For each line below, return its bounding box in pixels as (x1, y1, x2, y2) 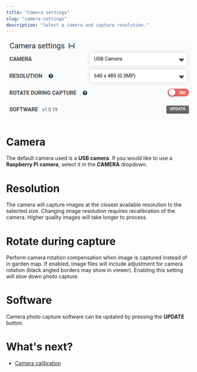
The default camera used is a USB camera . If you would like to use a (6, 154, 173, 162)
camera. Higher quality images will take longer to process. (6, 214, 147, 221)
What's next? (6, 340, 73, 354)
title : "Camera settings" (6, 9, 70, 15)
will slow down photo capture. (6, 273, 79, 280)
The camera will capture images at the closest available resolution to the (6, 201, 182, 208)
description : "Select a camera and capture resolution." (6, 22, 149, 28)
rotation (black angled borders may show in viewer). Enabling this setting (6, 267, 183, 274)
